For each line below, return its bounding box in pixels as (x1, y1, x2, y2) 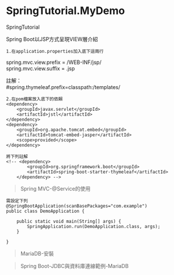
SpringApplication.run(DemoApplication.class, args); (27, 223, 161, 229)
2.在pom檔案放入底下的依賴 (6, 96, 63, 102)
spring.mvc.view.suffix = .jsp (6, 64, 75, 72)
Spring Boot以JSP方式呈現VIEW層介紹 (6, 35, 98, 42)
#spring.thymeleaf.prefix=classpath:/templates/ (6, 83, 121, 90)
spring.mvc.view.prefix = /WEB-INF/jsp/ (6, 59, 102, 66)
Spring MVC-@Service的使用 (20, 185, 91, 192)
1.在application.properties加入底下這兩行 (6, 48, 104, 54)
